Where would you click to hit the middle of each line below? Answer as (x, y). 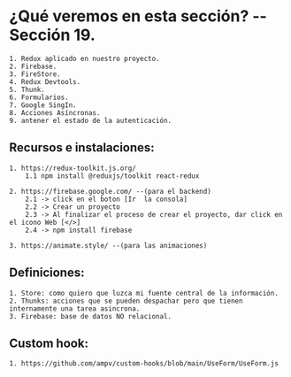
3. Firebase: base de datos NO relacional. (91, 316)
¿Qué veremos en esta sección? (129, 16)
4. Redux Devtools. (45, 81)
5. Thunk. (27, 89)
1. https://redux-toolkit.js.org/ (73, 168)
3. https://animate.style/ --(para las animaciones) (108, 245)
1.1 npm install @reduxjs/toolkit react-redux (112, 176)
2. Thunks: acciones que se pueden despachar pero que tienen (126, 301)
